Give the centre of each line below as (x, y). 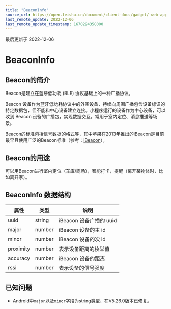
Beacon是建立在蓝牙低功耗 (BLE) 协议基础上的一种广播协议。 (69, 93)
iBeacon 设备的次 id (82, 239)
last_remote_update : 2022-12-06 (39, 19)
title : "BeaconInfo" (27, 10)
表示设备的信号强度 (81, 268)
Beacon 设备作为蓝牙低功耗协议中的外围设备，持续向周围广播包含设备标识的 (85, 104)
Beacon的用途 (28, 158)
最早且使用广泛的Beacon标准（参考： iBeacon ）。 (56, 140)
